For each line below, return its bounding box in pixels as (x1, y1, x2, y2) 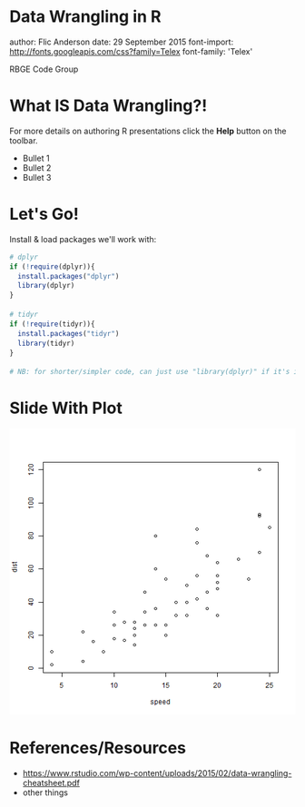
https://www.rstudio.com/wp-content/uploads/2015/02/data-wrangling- (22, 768, 292, 779)
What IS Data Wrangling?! (9, 95, 208, 116)
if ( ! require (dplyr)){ (9, 261, 95, 271)
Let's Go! (9, 204, 79, 224)
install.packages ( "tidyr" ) (17, 329, 120, 338)
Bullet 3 (22, 172, 52, 182)
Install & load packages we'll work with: (9, 233, 157, 244)
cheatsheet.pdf (22, 778, 80, 789)
